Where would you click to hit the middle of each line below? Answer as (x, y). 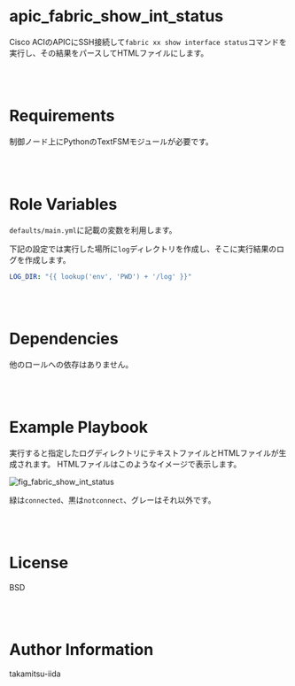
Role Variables (63, 204)
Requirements (62, 116)
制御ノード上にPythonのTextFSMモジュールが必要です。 (112, 141)
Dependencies (64, 339)
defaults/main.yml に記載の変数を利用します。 (93, 230)
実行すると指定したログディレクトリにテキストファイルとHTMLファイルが (144, 452)
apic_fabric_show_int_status (116, 16)
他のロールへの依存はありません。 (71, 364)
